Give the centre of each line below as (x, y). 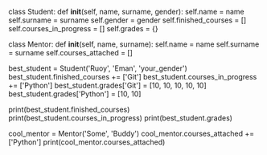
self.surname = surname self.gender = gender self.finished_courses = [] (127, 20)
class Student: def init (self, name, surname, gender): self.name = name (127, 12)
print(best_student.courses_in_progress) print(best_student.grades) (121, 118)
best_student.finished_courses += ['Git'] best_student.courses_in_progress (133, 77)
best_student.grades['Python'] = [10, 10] (75, 94)
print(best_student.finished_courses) (69, 109)
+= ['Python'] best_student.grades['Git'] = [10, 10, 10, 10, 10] (107, 85)
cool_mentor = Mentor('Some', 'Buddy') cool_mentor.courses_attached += (131, 133)
